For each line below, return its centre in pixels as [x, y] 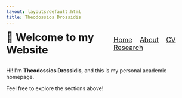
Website [27, 50]
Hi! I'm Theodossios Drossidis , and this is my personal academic [87, 70]
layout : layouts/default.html [44, 12]
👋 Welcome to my [50, 37]
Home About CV [144, 39]
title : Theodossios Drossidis [44, 17]
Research [128, 47]
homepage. [20, 77]
